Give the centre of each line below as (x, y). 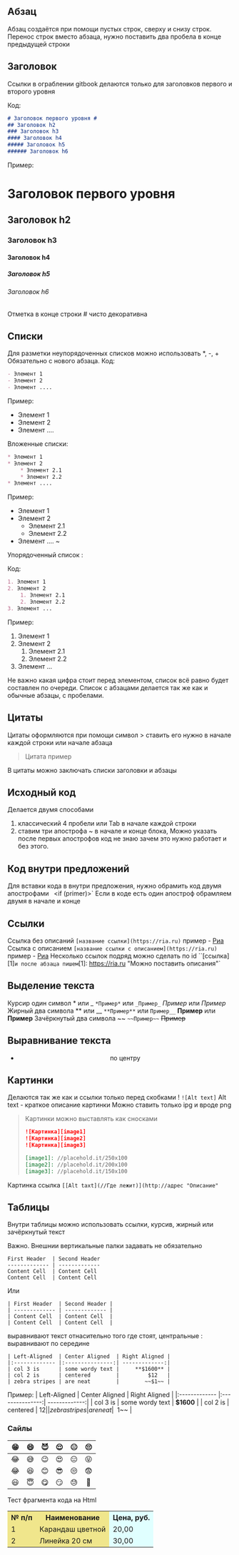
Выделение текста (51, 986)
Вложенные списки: (38, 444)
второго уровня (31, 91)
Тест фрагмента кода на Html (52, 1500)
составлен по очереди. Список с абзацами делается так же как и (108, 687)
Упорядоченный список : (45, 555)
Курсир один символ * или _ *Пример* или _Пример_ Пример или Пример (117, 1003)
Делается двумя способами (51, 810)
